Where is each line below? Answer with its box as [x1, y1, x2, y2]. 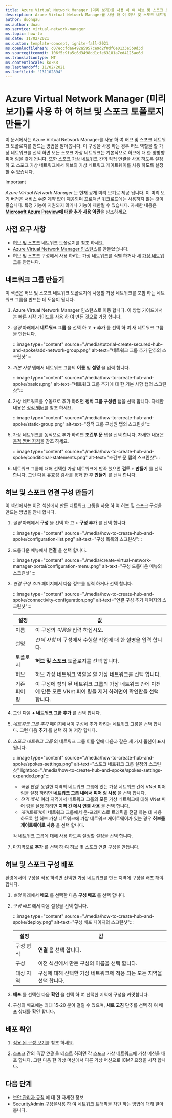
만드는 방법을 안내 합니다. [5, 509, 56, 515]
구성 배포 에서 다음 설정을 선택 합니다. [12, 903, 88, 909]
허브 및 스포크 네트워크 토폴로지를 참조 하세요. [12, 239, 105, 246]
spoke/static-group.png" [12, 420, 65, 427]
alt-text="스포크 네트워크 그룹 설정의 [74, 761, 147, 767]
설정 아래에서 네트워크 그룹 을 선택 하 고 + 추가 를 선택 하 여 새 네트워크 [12, 324, 155, 330]
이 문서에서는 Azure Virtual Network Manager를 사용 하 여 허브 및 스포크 [5, 136, 153, 142]
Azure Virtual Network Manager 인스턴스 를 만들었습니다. [12, 246, 129, 252]
